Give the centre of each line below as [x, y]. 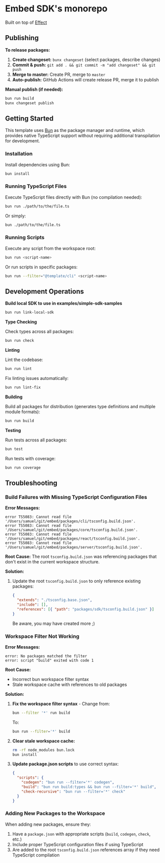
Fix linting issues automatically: [37, 378]
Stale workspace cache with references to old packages [70, 684]
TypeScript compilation [36, 855]
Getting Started [29, 118]
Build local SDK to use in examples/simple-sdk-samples [64, 304]
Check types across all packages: [40, 332]
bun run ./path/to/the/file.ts [37, 206]
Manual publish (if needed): [34, 89]
